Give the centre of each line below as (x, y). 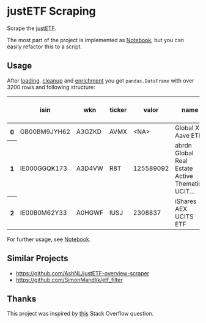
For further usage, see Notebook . (49, 239)
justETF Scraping (52, 11)
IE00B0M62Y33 (43, 212)
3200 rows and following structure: (51, 87)
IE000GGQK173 (44, 168)
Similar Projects (38, 258)
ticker (118, 110)
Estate (184, 168)
